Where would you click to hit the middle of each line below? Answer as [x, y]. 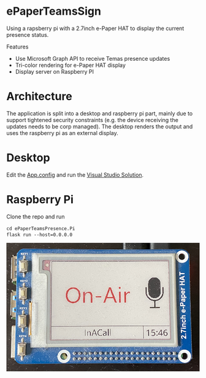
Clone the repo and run [36, 217]
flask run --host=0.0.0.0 [39, 234]
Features [17, 47]
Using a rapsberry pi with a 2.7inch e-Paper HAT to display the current [95, 28]
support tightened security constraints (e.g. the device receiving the [93, 120]
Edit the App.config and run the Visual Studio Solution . [75, 175]
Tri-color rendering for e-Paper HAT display [70, 65]
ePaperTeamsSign [54, 11]
